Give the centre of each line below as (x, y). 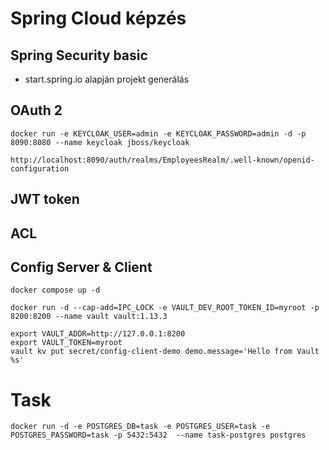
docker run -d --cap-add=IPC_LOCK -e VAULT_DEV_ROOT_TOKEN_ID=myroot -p (165, 308)
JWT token (45, 199)
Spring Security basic (79, 55)
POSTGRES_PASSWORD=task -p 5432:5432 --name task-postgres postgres (158, 435)
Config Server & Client (81, 267)
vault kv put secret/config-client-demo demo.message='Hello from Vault (165, 352)
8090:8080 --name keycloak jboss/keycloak (100, 142)
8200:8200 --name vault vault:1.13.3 (89, 317)
